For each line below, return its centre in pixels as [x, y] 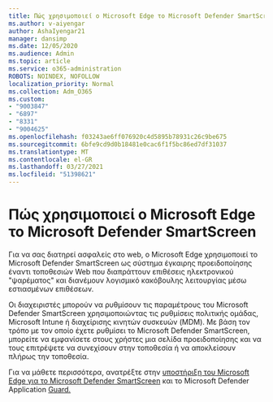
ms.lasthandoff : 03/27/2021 [56, 167]
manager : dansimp [38, 39]
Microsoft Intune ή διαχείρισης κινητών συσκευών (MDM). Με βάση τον [129, 322]
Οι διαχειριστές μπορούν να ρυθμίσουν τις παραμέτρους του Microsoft [128, 305]
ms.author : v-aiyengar [47, 24]
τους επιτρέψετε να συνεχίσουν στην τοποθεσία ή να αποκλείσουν [122, 348]
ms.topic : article [39, 62]
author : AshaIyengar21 [47, 31]
